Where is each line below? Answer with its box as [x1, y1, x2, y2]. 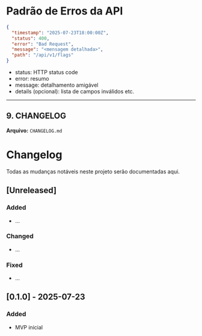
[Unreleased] [6, 185, 57, 196]
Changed [6, 232, 34, 240]
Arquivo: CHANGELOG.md [6, 126, 63, 134]
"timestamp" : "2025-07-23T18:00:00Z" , [11, 30, 109, 36]
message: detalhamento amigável [14, 81, 99, 89]
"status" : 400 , [11, 35, 50, 42]
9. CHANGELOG [6, 111, 67, 121]
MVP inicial [14, 323, 43, 331]
